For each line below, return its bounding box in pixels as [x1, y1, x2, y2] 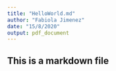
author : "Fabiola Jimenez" [7, 17, 85, 23]
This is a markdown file [7, 54, 109, 66]
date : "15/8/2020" [7, 23, 60, 30]
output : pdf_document [7, 29, 70, 37]
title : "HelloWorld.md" [7, 10, 76, 17]
